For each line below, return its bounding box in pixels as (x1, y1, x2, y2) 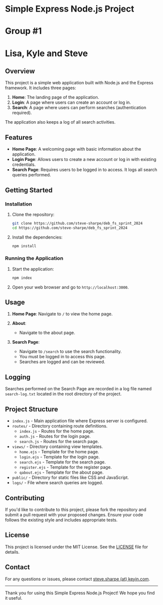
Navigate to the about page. (19, 330, 75, 335)
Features (5, 133, 33, 142)
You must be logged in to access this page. (19, 354, 106, 360)
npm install (12, 243, 36, 248)
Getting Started (5, 186, 53, 194)
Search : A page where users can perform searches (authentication (12, 105, 147, 111)
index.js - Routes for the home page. (19, 428, 95, 434)
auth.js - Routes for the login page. (19, 433, 91, 439)
